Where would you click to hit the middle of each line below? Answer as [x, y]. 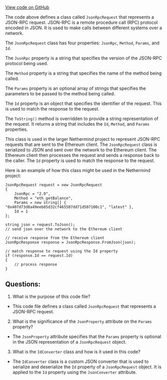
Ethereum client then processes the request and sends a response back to [82, 155]
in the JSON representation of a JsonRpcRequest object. [69, 342]
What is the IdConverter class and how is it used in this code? [76, 351]
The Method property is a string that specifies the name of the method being [83, 73]
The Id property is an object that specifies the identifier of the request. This [83, 103]
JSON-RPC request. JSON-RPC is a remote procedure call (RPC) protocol [81, 22]
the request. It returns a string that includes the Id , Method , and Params [77, 124]
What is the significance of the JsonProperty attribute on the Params [82, 321]
